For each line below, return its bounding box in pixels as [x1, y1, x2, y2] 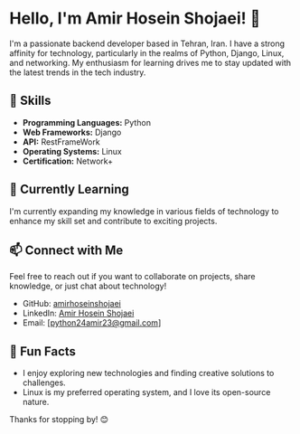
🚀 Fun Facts [9, 344, 77, 359]
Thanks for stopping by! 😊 [9, 414, 109, 425]
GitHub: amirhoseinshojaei [22, 298, 122, 309]
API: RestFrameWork [22, 136, 101, 147]
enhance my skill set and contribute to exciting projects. [9, 215, 218, 226]
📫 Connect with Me [9, 242, 124, 258]
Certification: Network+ [22, 156, 114, 166]
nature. [22, 397, 50, 408]
